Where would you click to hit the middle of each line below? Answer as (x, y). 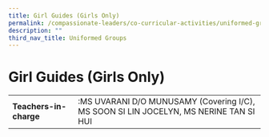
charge (26, 116)
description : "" (35, 30)
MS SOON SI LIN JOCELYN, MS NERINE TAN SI (166, 112)
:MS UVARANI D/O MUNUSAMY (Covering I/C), (166, 102)
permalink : (26, 23)
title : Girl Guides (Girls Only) (64, 16)
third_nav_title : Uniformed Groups (68, 38)
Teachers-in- (39, 107)
